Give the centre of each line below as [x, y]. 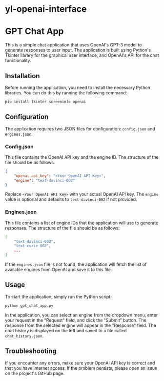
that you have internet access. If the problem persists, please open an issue [81, 368]
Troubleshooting [31, 351]
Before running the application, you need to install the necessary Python [78, 87]
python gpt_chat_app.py [29, 306]
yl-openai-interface [46, 9]
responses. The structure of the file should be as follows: [62, 228]
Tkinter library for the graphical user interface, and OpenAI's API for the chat [82, 55]
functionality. [18, 61]
